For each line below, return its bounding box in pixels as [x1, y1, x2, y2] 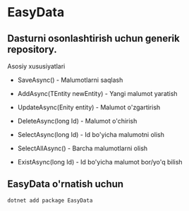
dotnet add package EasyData [7, 197, 93, 204]
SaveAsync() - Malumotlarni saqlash [17, 76, 123, 84]
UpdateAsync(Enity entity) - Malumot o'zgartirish [17, 103, 161, 111]
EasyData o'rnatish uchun [7, 178, 124, 191]
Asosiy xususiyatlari [7, 62, 66, 71]
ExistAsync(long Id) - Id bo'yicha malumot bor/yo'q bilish [17, 158, 183, 166]
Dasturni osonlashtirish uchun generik [7, 32, 180, 44]
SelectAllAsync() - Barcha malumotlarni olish [17, 144, 148, 152]
